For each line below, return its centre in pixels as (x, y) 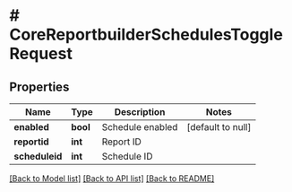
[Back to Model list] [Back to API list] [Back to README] (112, 179)
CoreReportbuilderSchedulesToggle (146, 35)
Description (140, 112)
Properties (39, 87)
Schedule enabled (140, 127)
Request (41, 54)
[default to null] (219, 127)
